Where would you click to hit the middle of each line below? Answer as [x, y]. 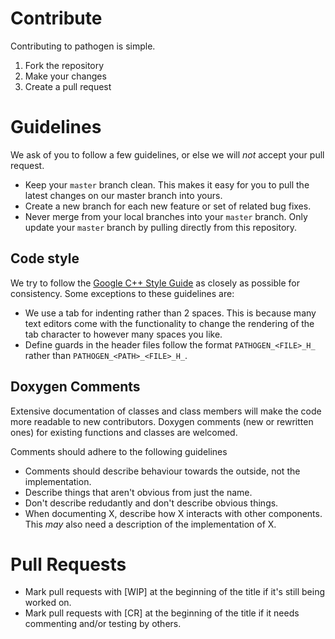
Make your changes [65, 76]
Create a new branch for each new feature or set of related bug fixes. [168, 206]
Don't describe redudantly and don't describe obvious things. [151, 503]
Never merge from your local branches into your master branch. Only [166, 216]
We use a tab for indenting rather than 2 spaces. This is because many [170, 313]
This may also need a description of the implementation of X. [150, 524]
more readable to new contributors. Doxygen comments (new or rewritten [162, 421]
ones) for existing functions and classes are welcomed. [124, 432]
